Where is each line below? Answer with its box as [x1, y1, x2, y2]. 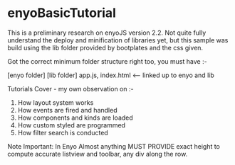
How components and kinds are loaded [17, 113, 133, 122]
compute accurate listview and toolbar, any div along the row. [7, 149, 188, 158]
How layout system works [17, 98, 94, 107]
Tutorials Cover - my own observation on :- [7, 84, 134, 93]
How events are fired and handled [17, 106, 117, 114]
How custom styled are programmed [17, 120, 126, 129]
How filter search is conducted [17, 128, 108, 137]
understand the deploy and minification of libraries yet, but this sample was [7, 35, 229, 44]
